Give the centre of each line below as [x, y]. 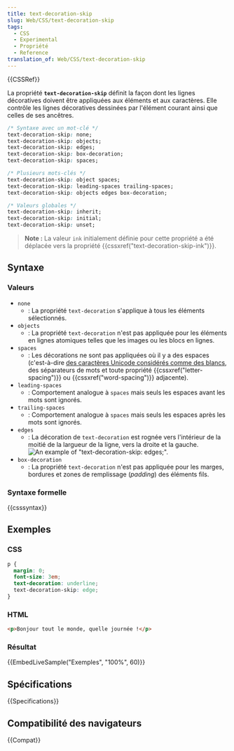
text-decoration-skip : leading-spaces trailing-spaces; [90, 186]
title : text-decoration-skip [50, 14]
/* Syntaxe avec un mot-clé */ [53, 128]
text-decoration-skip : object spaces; [64, 179]
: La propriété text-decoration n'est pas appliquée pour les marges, [126, 467]
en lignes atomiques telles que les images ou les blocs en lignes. [121, 340]
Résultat [22, 647]
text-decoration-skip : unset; [51, 225]
